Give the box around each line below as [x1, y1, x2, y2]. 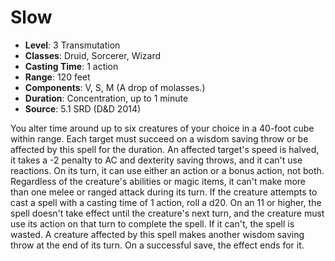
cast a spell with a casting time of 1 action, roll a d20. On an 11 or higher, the [10, 196, 322, 208]
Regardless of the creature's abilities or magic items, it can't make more [10, 175, 307, 187]
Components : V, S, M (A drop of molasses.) [24, 81, 206, 93]
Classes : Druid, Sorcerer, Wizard [24, 49, 162, 61]
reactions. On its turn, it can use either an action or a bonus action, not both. [10, 164, 325, 176]
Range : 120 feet [24, 71, 91, 83]
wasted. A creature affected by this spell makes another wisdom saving [10, 228, 305, 240]
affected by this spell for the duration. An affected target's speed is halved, [10, 143, 320, 155]
